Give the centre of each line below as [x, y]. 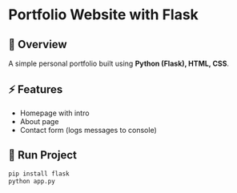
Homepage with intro [54, 113]
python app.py [32, 181]
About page [39, 121]
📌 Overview [38, 44]
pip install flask [39, 174]
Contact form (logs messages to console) [88, 130]
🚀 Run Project [43, 155]
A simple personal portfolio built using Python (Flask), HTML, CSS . [119, 63]
